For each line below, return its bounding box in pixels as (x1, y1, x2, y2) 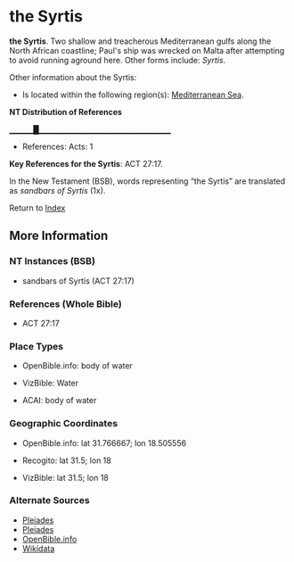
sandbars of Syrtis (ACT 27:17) (21, 275, 135, 286)
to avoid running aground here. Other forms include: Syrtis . (9, 54, 226, 65)
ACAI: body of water (21, 395, 97, 406)
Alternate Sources (9, 494, 91, 507)
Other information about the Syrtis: (9, 71, 137, 82)
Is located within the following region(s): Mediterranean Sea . (21, 89, 245, 100)
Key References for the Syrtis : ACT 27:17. (9, 158, 163, 169)
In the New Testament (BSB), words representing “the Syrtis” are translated (9, 176, 286, 186)
